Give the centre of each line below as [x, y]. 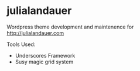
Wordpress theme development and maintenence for [70, 27]
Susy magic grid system [44, 62]
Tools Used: [21, 44]
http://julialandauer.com [35, 33]
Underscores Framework [45, 55]
